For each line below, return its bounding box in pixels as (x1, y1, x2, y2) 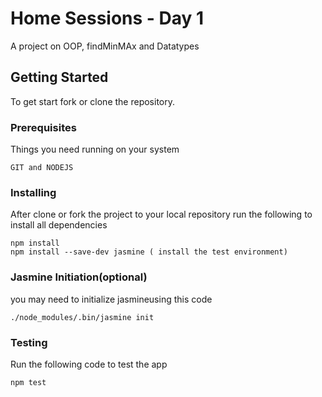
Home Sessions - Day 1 (10, 7, 205, 30)
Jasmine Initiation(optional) (10, 270, 148, 284)
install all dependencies (10, 219, 108, 231)
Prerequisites (10, 120, 77, 134)
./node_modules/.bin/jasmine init (10, 312, 155, 322)
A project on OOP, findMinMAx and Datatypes (10, 40, 200, 52)
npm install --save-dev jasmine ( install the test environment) (10, 247, 288, 257)
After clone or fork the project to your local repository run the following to (10, 208, 313, 221)
